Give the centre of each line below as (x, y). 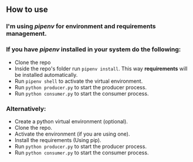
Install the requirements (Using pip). (58, 140)
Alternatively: (26, 109)
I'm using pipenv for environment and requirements (81, 26)
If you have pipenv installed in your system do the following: (94, 49)
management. (26, 33)
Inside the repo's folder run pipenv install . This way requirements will (101, 68)
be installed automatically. (46, 75)
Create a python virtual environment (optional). (71, 121)
